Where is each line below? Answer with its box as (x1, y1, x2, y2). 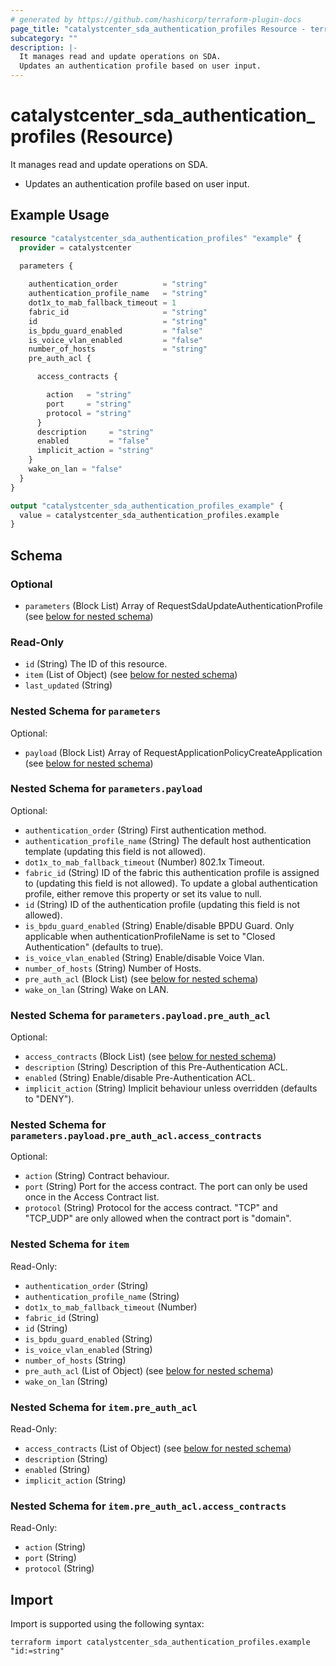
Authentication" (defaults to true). (24, 941, 164, 953)
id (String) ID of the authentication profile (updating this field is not (24, 898, 301, 910)
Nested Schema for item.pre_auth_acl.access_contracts (10, 1499, 287, 1513)
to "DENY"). (24, 1093, 75, 1105)
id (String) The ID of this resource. (24, 658, 168, 670)
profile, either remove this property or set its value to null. (24, 887, 262, 900)
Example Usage (10, 207, 110, 224)
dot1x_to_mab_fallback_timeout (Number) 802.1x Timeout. (24, 856, 265, 868)
